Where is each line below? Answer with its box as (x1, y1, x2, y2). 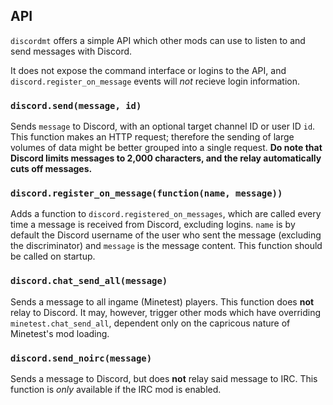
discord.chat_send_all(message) (10, 275, 168, 287)
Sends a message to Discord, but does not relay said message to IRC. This (10, 373, 318, 384)
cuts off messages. (10, 163, 93, 175)
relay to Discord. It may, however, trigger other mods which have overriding (10, 306, 322, 318)
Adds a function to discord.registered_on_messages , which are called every (10, 208, 322, 220)
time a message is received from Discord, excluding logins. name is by (10, 219, 296, 231)
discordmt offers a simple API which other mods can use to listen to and (10, 34, 306, 46)
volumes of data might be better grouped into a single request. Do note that (10, 142, 323, 154)
